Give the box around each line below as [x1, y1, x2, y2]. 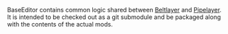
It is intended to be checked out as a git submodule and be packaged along [7, 13, 222, 21]
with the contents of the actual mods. [7, 20, 113, 28]
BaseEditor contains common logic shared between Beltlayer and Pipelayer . [7, 6, 222, 14]
